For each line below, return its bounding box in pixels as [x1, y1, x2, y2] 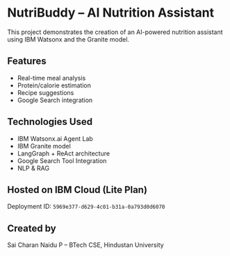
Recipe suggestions [17, 88, 74, 96]
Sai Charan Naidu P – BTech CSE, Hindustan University [7, 241, 165, 249]
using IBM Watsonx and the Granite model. [7, 35, 130, 43]
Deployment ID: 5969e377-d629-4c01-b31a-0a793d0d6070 [7, 203, 165, 211]
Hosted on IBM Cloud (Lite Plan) [7, 184, 148, 196]
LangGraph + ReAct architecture [17, 149, 110, 157]
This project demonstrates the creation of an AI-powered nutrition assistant [7, 28, 224, 36]
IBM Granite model [17, 142, 71, 150]
